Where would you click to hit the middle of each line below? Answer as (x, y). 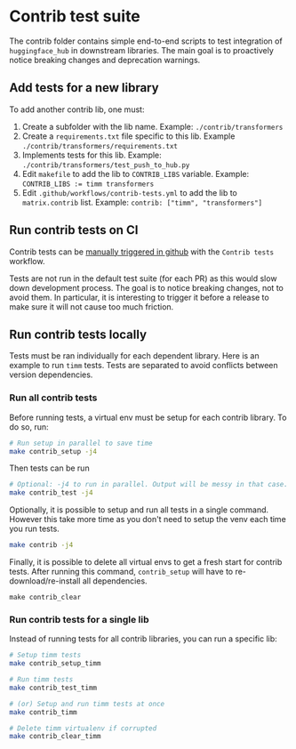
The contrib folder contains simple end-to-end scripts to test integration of (146, 41)
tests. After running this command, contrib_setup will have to (121, 572)
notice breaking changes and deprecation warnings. (105, 60)
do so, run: (29, 427)
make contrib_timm (43, 712)
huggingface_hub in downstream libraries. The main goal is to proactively (141, 50)
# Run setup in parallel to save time (81, 443)
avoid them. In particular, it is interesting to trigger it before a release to (139, 297)
